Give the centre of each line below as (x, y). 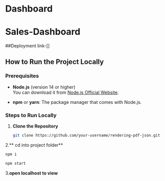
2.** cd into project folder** (34, 145)
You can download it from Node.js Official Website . (66, 92)
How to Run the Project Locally (55, 62)
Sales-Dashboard (43, 32)
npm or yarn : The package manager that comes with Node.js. (77, 102)
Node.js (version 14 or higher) (44, 87)
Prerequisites (22, 76)
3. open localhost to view (32, 173)
